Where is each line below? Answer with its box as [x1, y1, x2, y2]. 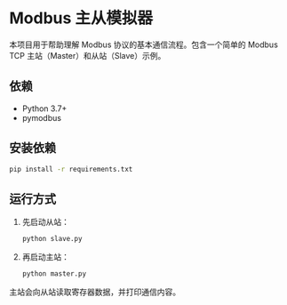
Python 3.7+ [21, 103, 68, 114]
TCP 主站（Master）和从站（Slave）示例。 [9, 50, 166, 60]
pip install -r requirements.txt [9, 165, 133, 173]
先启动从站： [21, 217, 69, 228]
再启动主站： [21, 252, 69, 262]
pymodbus [21, 112, 62, 123]
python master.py [21, 269, 87, 278]
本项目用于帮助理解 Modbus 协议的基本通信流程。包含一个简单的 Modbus [9, 39, 278, 50]
